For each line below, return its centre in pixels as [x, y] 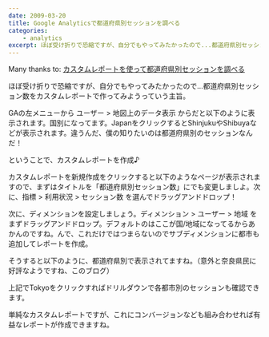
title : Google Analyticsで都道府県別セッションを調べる [94, 23]
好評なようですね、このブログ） [61, 271]
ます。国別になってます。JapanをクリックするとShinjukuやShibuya [140, 123]
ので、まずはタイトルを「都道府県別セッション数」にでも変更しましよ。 [134, 187]
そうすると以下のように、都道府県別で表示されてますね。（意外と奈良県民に [132, 261]
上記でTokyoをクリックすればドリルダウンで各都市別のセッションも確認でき [134, 287]
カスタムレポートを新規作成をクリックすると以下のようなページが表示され [131, 177]
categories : [28, 30]
